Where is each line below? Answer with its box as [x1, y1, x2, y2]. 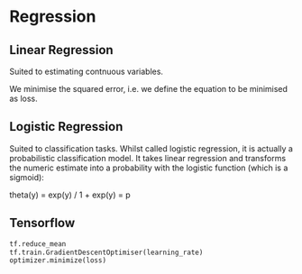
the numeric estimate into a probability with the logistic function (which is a [9, 162, 288, 173]
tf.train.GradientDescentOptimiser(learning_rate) [9, 248, 204, 257]
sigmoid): [9, 171, 45, 182]
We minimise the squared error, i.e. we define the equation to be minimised [9, 84, 288, 94]
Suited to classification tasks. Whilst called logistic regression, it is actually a [9, 142, 293, 154]
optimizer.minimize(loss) [9, 256, 106, 265]
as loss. [9, 93, 38, 104]
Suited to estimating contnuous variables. [9, 66, 164, 77]
